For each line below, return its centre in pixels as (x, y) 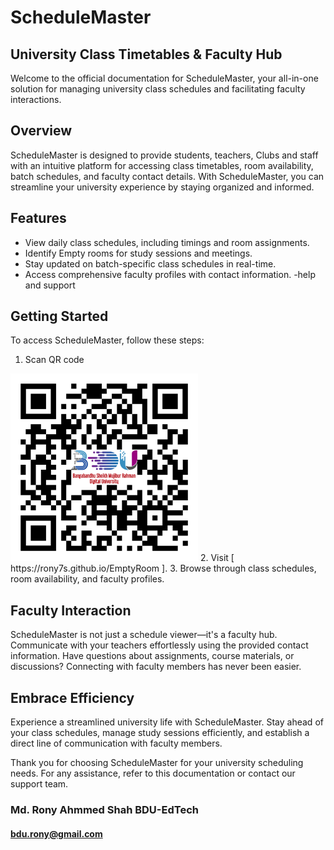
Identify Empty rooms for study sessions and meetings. (138, 253)
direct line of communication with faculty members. (116, 743)
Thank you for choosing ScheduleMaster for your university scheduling (157, 763)
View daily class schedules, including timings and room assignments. (167, 242)
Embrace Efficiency (72, 697)
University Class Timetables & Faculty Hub (146, 54)
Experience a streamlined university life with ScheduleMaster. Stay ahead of (167, 722)
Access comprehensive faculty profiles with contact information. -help (170, 274)
